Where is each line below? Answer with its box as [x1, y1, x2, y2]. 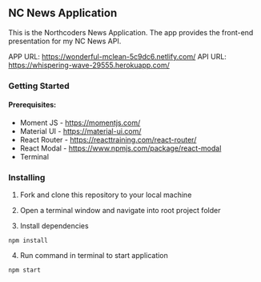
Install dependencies [19, 221, 90, 231]
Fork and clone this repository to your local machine [19, 190, 192, 199]
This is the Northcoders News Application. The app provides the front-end [8, 27, 254, 37]
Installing [8, 171, 46, 183]
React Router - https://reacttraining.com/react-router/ [19, 135, 197, 144]
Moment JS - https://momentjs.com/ [19, 118, 141, 127]
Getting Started [8, 80, 70, 91]
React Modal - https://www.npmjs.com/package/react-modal [19, 143, 222, 153]
